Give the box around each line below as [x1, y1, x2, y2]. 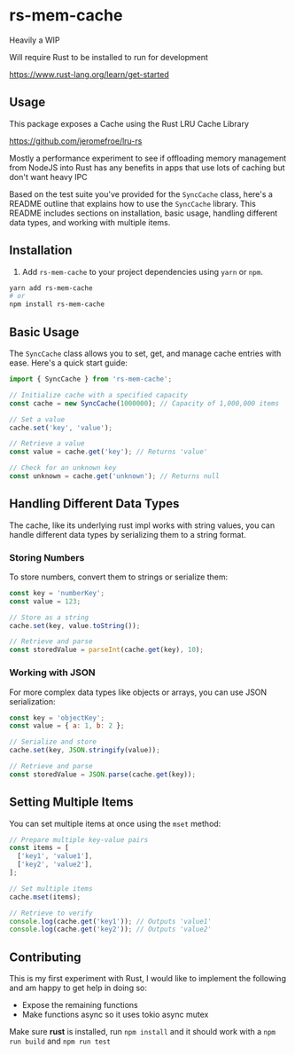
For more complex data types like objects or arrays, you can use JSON [9, 687, 268, 697]
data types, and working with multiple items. [9, 217, 171, 227]
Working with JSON [9, 666, 96, 679]
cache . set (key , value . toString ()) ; [9, 621, 141, 630]
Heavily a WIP [9, 35, 60, 45]
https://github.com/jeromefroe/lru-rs [9, 135, 143, 146]
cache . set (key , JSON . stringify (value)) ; [9, 746, 161, 755]
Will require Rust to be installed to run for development [9, 51, 208, 62]
